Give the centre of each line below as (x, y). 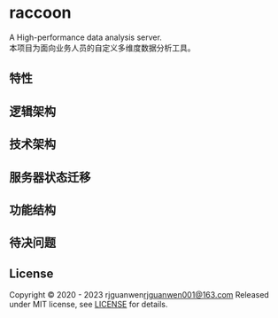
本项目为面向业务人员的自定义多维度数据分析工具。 (102, 48)
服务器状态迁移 (50, 177)
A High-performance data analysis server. (85, 37)
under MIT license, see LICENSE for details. (89, 305)
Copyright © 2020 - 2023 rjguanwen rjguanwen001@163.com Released (139, 295)
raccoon (40, 13)
